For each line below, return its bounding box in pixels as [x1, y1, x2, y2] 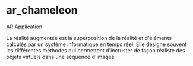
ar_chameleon [6, 4, 78, 17]
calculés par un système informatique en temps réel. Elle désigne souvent [6, 41, 187, 48]
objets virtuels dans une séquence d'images [6, 53, 115, 60]
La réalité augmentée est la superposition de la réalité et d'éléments [6, 34, 172, 41]
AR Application [6, 23, 43, 30]
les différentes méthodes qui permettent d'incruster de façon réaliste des [6, 47, 185, 54]
